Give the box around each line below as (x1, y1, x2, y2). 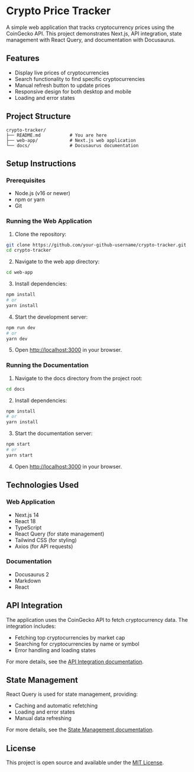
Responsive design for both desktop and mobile (14, 87, 132, 95)
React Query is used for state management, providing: (6, 690, 138, 698)
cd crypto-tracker (6, 247, 51, 254)
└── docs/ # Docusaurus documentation (6, 142, 139, 148)
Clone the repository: (14, 231, 67, 238)
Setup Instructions (6, 158, 76, 168)
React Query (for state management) (14, 530, 105, 537)
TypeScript (14, 524, 42, 531)
